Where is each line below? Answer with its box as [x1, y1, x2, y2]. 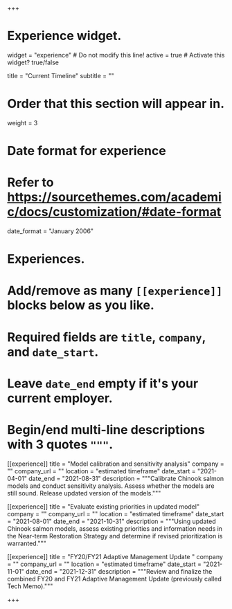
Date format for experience [7, 143, 166, 159]
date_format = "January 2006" [7, 227, 94, 235]
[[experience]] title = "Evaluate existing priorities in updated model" [7, 502, 199, 511]
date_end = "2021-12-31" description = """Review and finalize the [25, 567, 213, 575]
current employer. [7, 390, 113, 406]
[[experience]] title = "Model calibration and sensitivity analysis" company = [7, 460, 225, 468]
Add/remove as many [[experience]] [7, 283, 223, 298]
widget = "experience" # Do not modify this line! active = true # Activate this [7, 51, 225, 59]
